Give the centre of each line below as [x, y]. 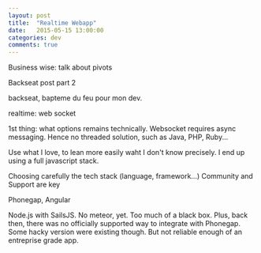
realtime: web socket [42, 113]
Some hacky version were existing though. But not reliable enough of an [125, 232]
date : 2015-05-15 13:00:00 [56, 30]
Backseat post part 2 [42, 83]
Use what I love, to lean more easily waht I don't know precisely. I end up [127, 153]
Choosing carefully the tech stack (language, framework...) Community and [131, 176]
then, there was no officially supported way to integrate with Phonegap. [124, 224]
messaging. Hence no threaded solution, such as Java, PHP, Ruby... [118, 137]
